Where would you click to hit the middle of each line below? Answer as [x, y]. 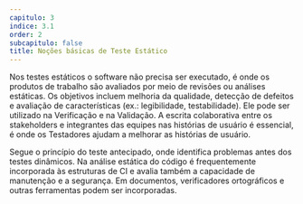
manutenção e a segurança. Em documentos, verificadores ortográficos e [147, 181]
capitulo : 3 [32, 18]
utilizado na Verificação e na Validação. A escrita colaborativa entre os [141, 116]
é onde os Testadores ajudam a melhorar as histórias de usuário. [130, 134]
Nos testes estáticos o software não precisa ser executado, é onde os [139, 77]
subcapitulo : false [46, 43]
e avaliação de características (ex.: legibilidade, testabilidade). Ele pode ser [150, 106]
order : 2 [26, 34]
